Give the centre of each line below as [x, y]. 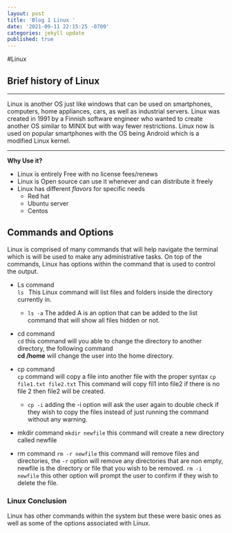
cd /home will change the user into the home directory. [95, 355]
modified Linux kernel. [39, 141]
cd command [36, 334]
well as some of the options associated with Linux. [79, 523]
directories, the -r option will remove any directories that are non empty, [120, 460]
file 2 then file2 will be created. [61, 391]
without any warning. [57, 419]
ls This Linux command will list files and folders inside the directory [115, 292]
